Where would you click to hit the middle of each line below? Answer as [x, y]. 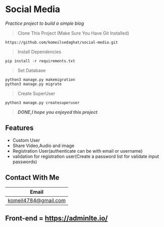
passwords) [25, 162]
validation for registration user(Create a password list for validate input [86, 156]
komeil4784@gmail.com [37, 200]
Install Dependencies [39, 52]
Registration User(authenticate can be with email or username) [77, 151]
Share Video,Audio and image [43, 146]
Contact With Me [32, 178]
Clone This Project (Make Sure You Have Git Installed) [73, 33]
